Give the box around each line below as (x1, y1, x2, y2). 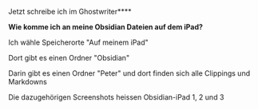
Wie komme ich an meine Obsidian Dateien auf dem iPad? (8, 22, 204, 31)
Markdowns (8, 77, 48, 86)
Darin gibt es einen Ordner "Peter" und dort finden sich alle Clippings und (8, 69, 250, 78)
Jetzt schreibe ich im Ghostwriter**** (8, 7, 132, 16)
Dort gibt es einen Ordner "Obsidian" (8, 53, 130, 62)
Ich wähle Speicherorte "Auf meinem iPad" (8, 37, 149, 47)
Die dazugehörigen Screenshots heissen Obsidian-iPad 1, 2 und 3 (8, 92, 224, 102)
